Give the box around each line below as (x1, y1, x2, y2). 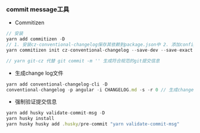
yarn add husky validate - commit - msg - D (6, 110, 105, 116)
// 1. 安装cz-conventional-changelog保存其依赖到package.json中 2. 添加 (6, 42, 180, 48)
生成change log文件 (14, 69, 64, 77)
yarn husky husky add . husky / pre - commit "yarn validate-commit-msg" (6, 121, 180, 127)
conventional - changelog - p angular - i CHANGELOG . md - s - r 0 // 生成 (6, 87, 178, 93)
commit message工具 (6, 5, 70, 13)
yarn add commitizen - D (6, 36, 65, 42)
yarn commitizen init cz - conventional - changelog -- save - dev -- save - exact (6, 47, 193, 53)
